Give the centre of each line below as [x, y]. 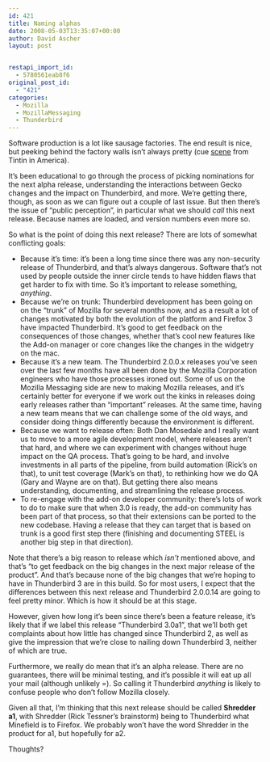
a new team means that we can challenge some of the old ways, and [134, 414]
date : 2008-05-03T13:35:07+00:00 [64, 31]
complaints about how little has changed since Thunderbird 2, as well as [128, 634]
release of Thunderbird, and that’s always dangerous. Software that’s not [141, 267]
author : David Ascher [45, 38]
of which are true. [38, 650]
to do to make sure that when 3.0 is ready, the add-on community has [136, 508]
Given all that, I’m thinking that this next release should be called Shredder [132, 708]
